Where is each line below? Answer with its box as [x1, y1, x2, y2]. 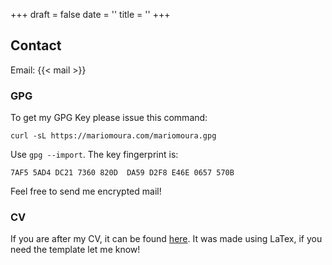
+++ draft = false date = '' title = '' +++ [10, 9, 171, 20]
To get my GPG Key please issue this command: [10, 112, 208, 124]
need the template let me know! [10, 244, 141, 256]
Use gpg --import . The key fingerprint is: [10, 149, 179, 161]
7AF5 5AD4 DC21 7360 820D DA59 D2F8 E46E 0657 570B [10, 168, 235, 178]
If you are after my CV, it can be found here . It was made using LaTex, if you [10, 233, 323, 245]
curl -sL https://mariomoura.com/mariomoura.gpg [10, 131, 217, 141]
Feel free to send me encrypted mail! [10, 185, 162, 198]
